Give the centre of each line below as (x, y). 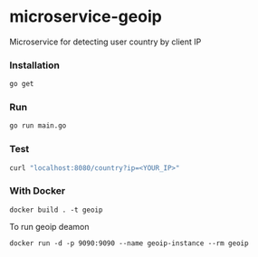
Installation (35, 65)
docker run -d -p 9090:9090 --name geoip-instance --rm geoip (129, 243)
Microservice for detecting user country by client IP (105, 42)
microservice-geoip (86, 17)
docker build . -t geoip (56, 210)
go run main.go (38, 126)
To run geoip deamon (49, 226)
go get (22, 84)
